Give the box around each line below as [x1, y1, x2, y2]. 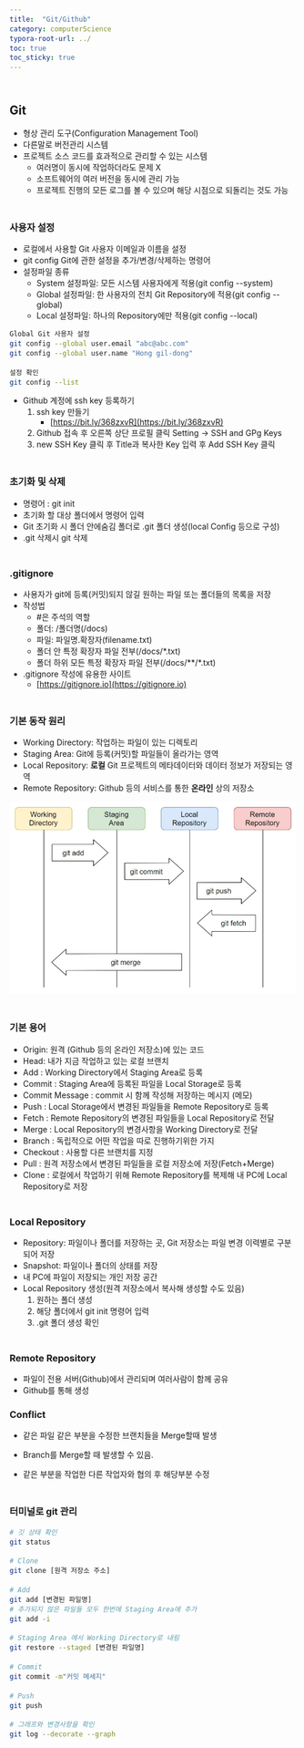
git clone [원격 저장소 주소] [9, 1567, 111, 1576]
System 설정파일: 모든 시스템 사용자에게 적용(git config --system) [35, 278, 274, 289]
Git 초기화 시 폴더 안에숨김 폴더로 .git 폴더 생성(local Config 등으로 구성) [22, 521, 280, 532]
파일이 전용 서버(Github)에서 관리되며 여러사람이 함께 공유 [22, 1373, 229, 1385]
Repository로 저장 [22, 1181, 88, 1192]
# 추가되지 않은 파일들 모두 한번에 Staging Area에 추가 [9, 1605, 198, 1614]
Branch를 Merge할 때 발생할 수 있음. [22, 1450, 154, 1461]
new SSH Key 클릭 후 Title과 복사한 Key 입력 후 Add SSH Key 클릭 [35, 439, 276, 450]
